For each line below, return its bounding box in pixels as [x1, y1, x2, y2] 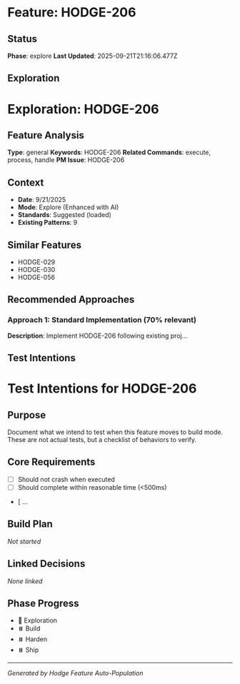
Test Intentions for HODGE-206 [7, 381, 197, 397]
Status [7, 33, 38, 45]
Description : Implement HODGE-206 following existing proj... [7, 331, 188, 340]
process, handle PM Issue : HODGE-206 [7, 156, 125, 164]
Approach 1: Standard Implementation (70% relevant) [7, 315, 196, 325]
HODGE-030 [17, 266, 56, 274]
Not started [7, 537, 41, 545]
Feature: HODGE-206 [7, 4, 136, 21]
